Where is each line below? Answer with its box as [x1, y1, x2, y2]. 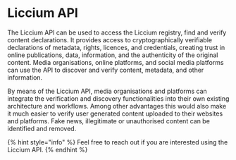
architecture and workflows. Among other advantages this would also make [7, 101, 227, 110]
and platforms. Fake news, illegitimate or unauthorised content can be [7, 116, 210, 125]
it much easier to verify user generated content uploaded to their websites [7, 109, 223, 118]
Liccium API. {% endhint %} [7, 145, 88, 154]
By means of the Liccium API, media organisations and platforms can [7, 87, 208, 95]
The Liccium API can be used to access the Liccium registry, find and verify [7, 28, 227, 37]
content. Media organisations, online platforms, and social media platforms [7, 58, 224, 66]
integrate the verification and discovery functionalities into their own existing [7, 94, 230, 103]
